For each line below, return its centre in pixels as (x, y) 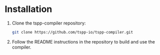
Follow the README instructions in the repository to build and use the (83, 41)
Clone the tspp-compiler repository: (49, 23)
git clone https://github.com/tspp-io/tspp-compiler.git (72, 32)
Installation (28, 9)
